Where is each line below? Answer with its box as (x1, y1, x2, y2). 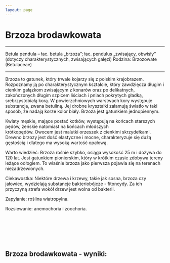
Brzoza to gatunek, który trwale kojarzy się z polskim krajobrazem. (5, 76, 144, 82)
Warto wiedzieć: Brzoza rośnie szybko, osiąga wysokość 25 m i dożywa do (5, 149, 162, 155)
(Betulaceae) (5, 61, 32, 67)
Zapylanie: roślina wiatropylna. (5, 196, 69, 202)
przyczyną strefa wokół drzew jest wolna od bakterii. (5, 186, 115, 192)
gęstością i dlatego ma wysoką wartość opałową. (5, 140, 108, 146)
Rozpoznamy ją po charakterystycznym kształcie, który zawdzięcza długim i (5, 81, 164, 87)
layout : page (5, 7, 33, 13)
